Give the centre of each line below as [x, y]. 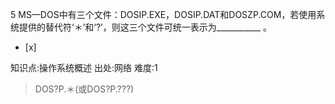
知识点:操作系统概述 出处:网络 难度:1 [84, 67]
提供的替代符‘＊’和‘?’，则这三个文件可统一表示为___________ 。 [145, 27]
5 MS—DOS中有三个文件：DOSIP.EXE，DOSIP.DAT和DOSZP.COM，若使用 [163, 14]
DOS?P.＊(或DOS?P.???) [84, 89]
